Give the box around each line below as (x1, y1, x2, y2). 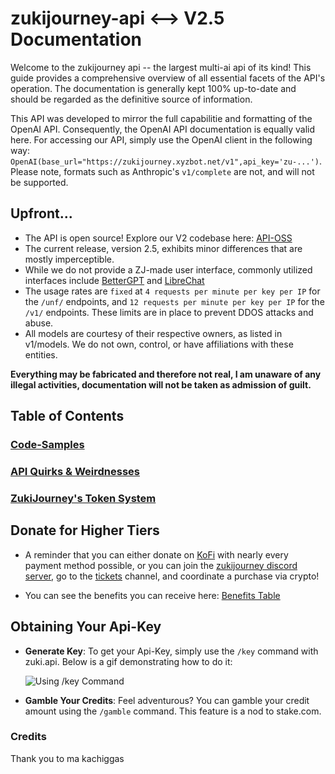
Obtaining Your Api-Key (10, 618, 162, 636)
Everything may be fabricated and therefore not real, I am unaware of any (10, 368, 322, 380)
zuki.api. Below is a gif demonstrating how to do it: (24, 655, 233, 667)
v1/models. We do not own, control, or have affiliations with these (24, 338, 294, 350)
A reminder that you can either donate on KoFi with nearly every (24, 548, 289, 561)
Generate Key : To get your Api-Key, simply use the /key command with (24, 645, 319, 657)
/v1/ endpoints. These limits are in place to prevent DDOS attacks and (24, 306, 314, 318)
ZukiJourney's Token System (10, 491, 157, 505)
